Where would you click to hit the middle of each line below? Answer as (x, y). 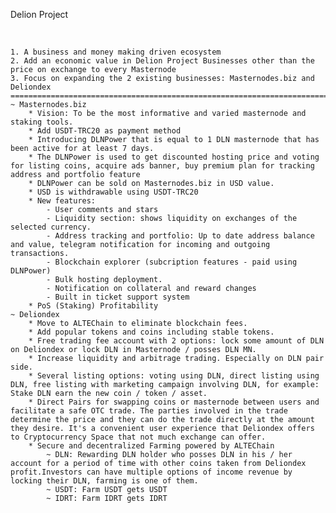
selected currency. (51, 227)
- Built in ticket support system (118, 297)
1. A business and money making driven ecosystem (116, 52)
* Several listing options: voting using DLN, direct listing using (174, 376)
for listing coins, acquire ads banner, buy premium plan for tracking (162, 166)
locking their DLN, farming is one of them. (104, 481)
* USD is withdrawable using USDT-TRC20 (113, 192)
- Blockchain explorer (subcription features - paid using (172, 262)
